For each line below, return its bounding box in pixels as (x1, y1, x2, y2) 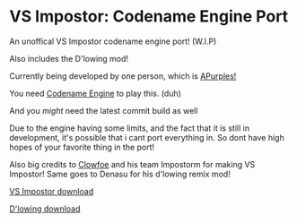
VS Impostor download (9, 185, 94, 196)
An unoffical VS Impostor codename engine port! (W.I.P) (9, 36, 217, 47)
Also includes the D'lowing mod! (9, 53, 128, 64)
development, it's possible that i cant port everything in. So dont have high (9, 132, 284, 142)
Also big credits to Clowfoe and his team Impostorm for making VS (9, 159, 256, 169)
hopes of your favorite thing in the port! (9, 142, 155, 152)
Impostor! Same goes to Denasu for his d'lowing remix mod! (9, 168, 231, 179)
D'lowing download (9, 203, 81, 214)
